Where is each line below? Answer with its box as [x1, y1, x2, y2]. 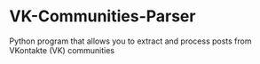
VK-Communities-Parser [9, 6, 196, 27]
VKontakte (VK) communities [9, 44, 115, 55]
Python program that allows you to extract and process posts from [9, 36, 252, 46]
